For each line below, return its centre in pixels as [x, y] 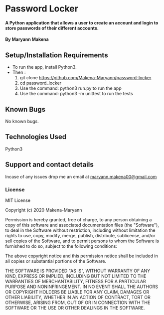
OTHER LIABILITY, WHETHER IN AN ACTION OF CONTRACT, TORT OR [78, 297]
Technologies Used [36, 137]
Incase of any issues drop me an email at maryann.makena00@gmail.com [81, 176]
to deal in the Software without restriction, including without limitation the [80, 230]
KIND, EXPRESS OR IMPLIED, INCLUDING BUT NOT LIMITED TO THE [76, 276]
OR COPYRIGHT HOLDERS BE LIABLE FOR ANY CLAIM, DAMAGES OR [77, 292]
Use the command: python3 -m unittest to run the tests [76, 94]
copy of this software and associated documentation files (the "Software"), [82, 225]
